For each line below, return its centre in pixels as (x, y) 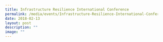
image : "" (15, 32)
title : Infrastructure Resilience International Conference (67, 9)
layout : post (18, 23)
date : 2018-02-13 (23, 18)
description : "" (21, 28)
